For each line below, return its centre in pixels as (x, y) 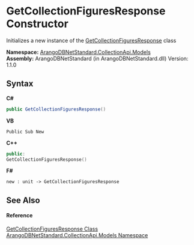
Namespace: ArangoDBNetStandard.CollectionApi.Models (79, 52)
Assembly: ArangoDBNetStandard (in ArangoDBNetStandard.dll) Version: (97, 58)
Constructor (38, 24)
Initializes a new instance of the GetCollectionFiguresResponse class (91, 40)
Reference (20, 216)
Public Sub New (25, 132)
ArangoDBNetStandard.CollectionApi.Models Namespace (77, 235)
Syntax (20, 84)
